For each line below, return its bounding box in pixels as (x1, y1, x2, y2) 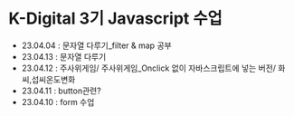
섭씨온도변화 (31, 73, 76, 84)
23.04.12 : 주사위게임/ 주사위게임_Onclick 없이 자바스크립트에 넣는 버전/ (21, 63, 277, 73)
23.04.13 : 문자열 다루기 (21, 51, 107, 62)
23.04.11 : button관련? (21, 85, 101, 96)
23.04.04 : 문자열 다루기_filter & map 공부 (21, 40, 173, 51)
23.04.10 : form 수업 (21, 96, 95, 107)
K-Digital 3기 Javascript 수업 (8, 8, 223, 29)
